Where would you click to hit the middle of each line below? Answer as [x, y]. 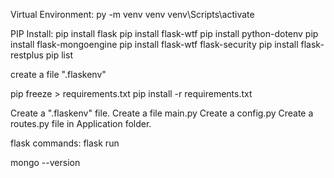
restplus [27, 55]
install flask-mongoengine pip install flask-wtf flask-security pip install [154, 44]
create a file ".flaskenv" [58, 74]
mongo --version [45, 162]
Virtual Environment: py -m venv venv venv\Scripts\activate [132, 14]
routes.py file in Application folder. [81, 123]
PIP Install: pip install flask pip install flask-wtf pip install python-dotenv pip [164, 33]
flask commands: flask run [65, 143]
